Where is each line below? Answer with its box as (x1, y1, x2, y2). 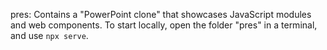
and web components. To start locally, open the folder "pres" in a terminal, (10, 19, 318, 31)
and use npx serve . (10, 30, 89, 41)
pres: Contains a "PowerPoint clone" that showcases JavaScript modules (10, 9, 312, 20)
